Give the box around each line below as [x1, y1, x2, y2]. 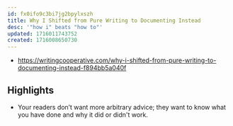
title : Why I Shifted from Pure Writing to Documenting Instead [7, 17, 201, 24]
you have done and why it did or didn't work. [17, 110, 149, 119]
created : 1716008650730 [7, 37, 78, 44]
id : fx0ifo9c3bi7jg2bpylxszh [7, 10, 93, 18]
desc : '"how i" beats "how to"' [7, 23, 103, 30]
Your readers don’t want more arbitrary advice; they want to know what [17, 103, 227, 111]
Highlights [7, 84, 55, 96]
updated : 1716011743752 [7, 30, 78, 38]
